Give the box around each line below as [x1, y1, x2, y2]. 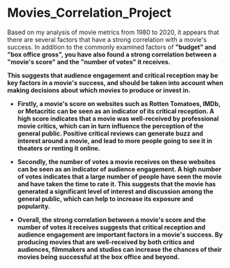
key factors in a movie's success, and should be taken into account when [7, 78, 224, 87]
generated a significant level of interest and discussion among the [17, 187, 214, 195]
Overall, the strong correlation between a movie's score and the [17, 215, 206, 224]
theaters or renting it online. [17, 144, 101, 152]
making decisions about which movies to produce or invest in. [7, 86, 191, 94]
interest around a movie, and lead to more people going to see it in [17, 136, 213, 144]
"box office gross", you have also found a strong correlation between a [7, 50, 217, 59]
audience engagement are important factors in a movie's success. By [17, 230, 223, 239]
